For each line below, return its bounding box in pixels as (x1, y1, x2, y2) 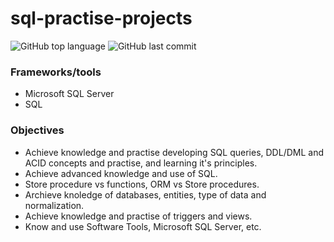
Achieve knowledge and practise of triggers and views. (24, 210, 253, 222)
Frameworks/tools (10, 65, 102, 79)
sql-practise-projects (10, 7, 193, 30)
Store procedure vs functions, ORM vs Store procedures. (24, 178, 260, 190)
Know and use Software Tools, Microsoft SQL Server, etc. (24, 220, 262, 232)
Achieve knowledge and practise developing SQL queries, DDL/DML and (24, 146, 324, 158)
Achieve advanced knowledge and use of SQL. (24, 167, 218, 179)
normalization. (24, 199, 85, 211)
